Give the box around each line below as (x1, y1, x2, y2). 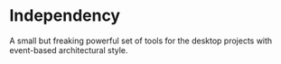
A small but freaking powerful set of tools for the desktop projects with (9, 35, 273, 46)
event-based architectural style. (9, 44, 128, 55)
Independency (9, 5, 120, 26)
